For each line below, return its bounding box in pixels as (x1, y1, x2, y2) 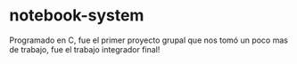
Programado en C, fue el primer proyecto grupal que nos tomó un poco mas (9, 35, 288, 45)
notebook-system (9, 5, 144, 26)
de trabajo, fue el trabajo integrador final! (9, 44, 161, 54)
